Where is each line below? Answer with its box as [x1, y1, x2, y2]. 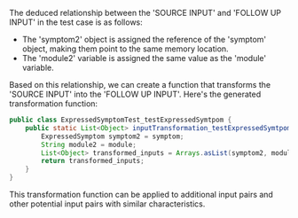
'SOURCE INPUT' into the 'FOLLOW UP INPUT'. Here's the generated [9, 89, 262, 99]
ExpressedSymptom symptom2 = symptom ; [41, 132, 184, 141]
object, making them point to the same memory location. [21, 43, 229, 54]
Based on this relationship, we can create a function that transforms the [9, 80, 271, 90]
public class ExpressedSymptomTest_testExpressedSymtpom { [9, 115, 232, 124]
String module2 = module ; [41, 140, 137, 149]
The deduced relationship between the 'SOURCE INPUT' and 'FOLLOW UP [9, 8, 282, 18]
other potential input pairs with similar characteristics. [9, 199, 206, 209]
